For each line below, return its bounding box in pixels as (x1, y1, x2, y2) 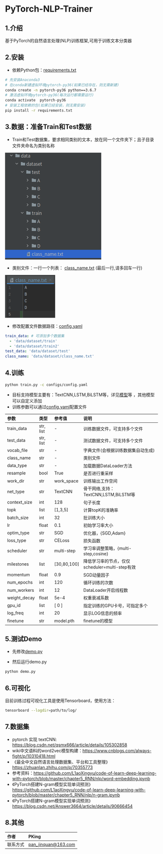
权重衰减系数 (83, 595, 109, 601)
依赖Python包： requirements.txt (12, 67, 77, 73)
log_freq (7, 610, 24, 616)
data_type (7, 463, 27, 469)
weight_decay (7, 595, 35, 601)
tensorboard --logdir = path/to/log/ (5, 708, 77, 713)
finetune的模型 (83, 618, 113, 624)
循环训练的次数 (83, 579, 114, 586)
